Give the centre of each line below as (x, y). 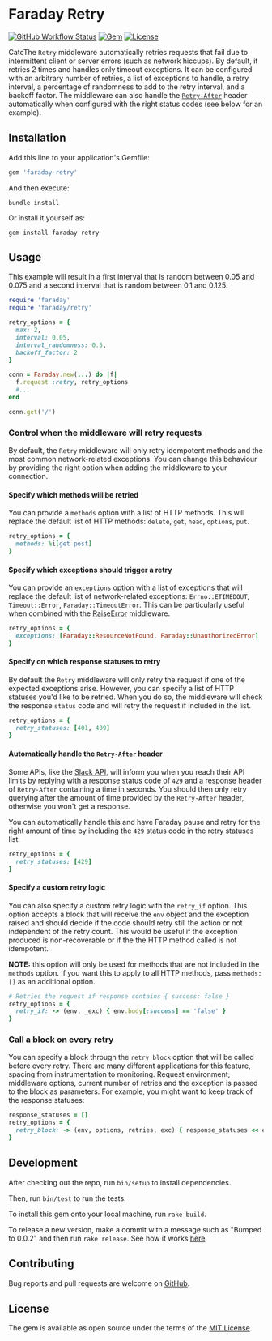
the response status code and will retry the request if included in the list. (130, 705)
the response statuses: (47, 1100)
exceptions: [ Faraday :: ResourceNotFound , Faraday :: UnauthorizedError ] (137, 636)
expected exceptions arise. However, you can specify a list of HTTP (121, 688)
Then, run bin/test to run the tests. (68, 1198)
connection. (28, 476)
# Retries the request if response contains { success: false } (119, 996)
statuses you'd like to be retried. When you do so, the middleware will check (136, 697)
